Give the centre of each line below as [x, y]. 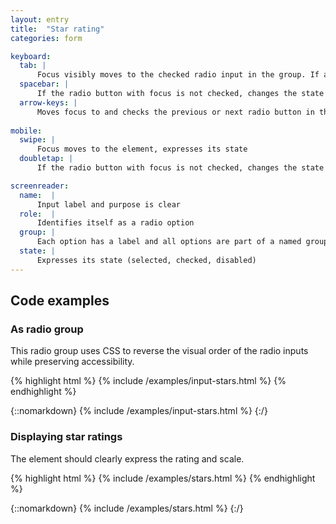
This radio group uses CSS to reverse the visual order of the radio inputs [159, 351]
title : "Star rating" [57, 29]
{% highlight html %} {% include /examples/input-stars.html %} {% [148, 381]
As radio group [47, 329]
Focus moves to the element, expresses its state [142, 149]
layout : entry [40, 19]
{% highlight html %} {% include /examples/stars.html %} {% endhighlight [163, 478]
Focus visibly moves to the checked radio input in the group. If [178, 75]
